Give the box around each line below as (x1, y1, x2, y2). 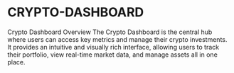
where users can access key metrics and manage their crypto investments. (7, 35, 228, 43)
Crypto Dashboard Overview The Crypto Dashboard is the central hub (7, 28, 213, 36)
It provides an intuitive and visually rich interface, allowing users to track (7, 43, 220, 51)
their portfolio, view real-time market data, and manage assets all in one (7, 50, 218, 59)
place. (7, 57, 26, 66)
